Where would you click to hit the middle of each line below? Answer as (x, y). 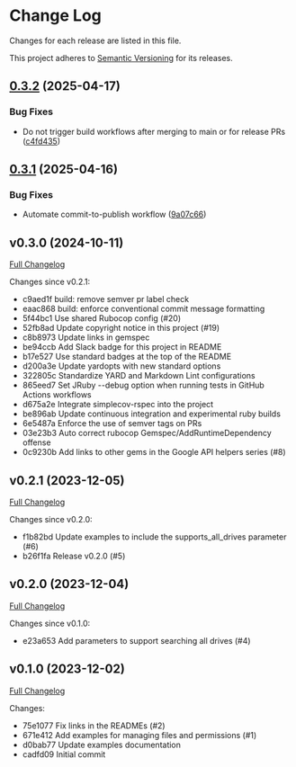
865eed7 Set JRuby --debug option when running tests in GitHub (144, 385)
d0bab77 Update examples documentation (102, 745)
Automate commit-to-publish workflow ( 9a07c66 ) (114, 214)
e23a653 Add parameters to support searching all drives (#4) (136, 640)
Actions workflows (57, 395)
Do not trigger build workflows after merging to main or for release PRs (154, 131)
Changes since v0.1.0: (50, 623)
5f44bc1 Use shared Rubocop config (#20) (102, 318)
